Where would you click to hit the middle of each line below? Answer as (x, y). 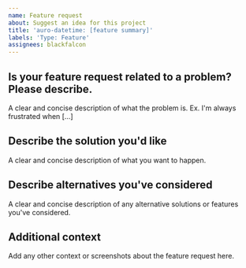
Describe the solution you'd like (88, 141)
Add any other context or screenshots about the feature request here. (121, 256)
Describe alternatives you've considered (110, 185)
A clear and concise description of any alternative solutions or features (123, 204)
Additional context (54, 237)
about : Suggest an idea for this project (77, 23)
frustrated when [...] (41, 116)
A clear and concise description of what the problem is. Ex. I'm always (122, 108)
